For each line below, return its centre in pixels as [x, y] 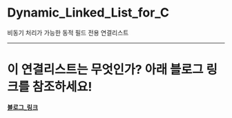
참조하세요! [62, 87]
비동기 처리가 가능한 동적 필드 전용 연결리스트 [68, 32]
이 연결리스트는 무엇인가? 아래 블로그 [105, 70]
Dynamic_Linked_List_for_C [88, 13]
